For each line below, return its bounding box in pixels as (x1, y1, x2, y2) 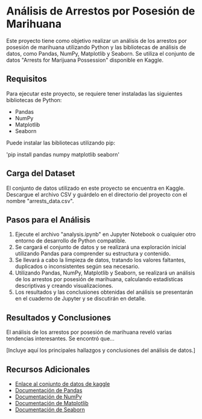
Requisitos (6, 74, 47, 84)
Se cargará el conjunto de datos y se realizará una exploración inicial (14, 244, 186, 251)
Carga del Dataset (6, 168, 75, 179)
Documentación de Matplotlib (14, 400, 89, 406)
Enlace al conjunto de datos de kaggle (14, 380, 110, 388)
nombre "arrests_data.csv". (6, 197, 74, 204)
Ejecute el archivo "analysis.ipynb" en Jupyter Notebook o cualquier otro (14, 231, 196, 238)
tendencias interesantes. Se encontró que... (6, 335, 115, 342)
